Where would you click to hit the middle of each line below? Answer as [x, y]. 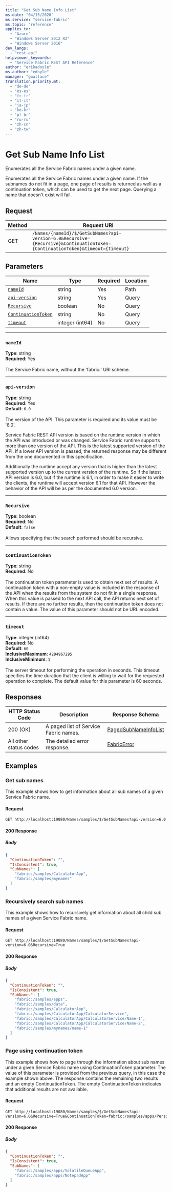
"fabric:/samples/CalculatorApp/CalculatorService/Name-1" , [80, 1018]
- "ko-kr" [20, 110]
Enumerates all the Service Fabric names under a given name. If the [77, 179]
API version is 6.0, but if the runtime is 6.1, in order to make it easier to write [85, 477]
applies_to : [18, 29]
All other [18, 741]
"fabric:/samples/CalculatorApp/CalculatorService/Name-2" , [80, 1023]
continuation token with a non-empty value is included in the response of [82, 588]
